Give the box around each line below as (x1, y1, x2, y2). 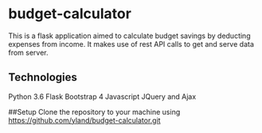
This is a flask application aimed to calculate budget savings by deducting (8, 31, 251, 40)
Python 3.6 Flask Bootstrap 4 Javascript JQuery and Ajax (8, 92, 197, 101)
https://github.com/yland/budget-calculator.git (8, 116, 161, 125)
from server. (8, 47, 49, 57)
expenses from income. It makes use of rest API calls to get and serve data (8, 39, 255, 48)
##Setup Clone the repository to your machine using (8, 107, 181, 116)
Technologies (8, 70, 78, 84)
